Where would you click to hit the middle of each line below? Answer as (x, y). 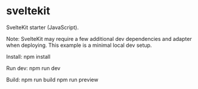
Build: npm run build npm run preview (52, 80)
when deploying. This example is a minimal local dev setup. (79, 45)
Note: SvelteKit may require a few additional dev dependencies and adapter (99, 39)
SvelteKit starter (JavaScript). (43, 27)
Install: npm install (28, 56)
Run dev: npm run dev (33, 68)
